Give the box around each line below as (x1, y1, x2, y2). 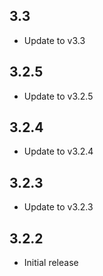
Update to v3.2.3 (23, 201, 94, 213)
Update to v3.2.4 (23, 145, 94, 158)
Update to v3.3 (23, 34, 86, 46)
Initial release (23, 257, 79, 269)
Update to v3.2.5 (23, 90, 94, 102)
